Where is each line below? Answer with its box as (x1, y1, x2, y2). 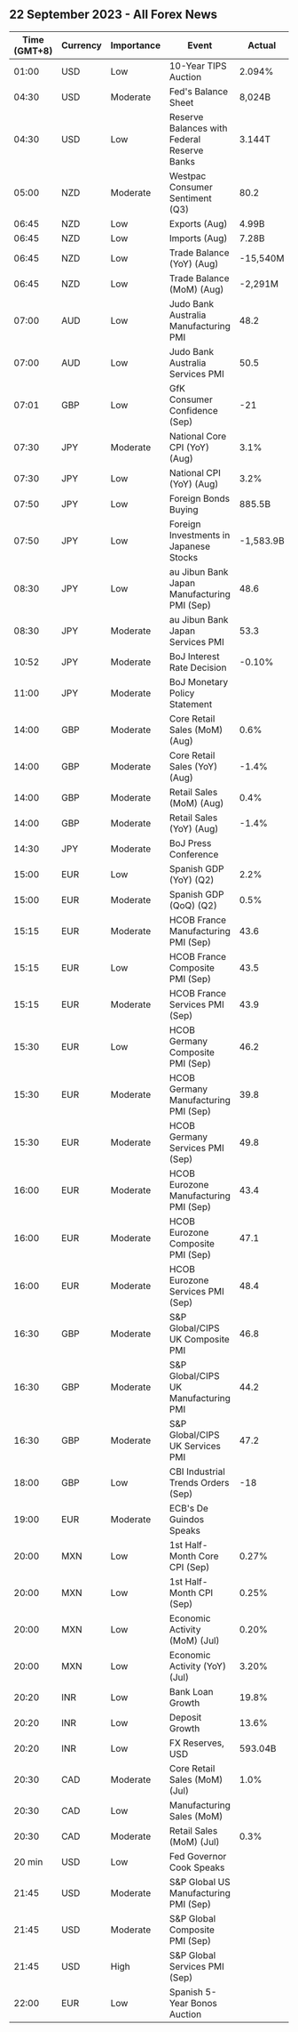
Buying (169, 503, 199, 515)
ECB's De (169, 1502, 208, 1514)
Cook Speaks (169, 1861, 225, 1874)
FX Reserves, (169, 1737, 224, 1749)
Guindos (169, 1512, 205, 1525)
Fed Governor (169, 1850, 227, 1862)
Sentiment (169, 191, 212, 204)
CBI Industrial (169, 1465, 226, 1478)
